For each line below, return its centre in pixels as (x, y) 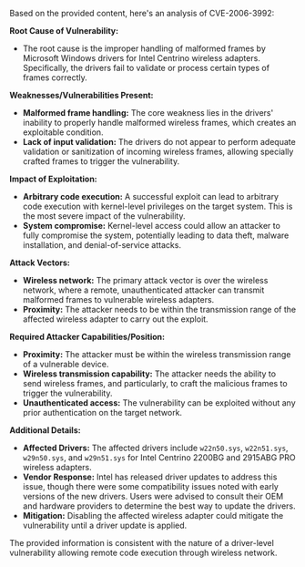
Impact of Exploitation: (53, 179)
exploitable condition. (63, 132)
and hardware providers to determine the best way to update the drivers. (159, 506)
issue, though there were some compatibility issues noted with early (151, 486)
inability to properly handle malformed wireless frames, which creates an (159, 123)
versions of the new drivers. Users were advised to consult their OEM (153, 496)
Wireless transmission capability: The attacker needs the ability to (149, 374)
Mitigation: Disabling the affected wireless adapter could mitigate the (153, 515)
